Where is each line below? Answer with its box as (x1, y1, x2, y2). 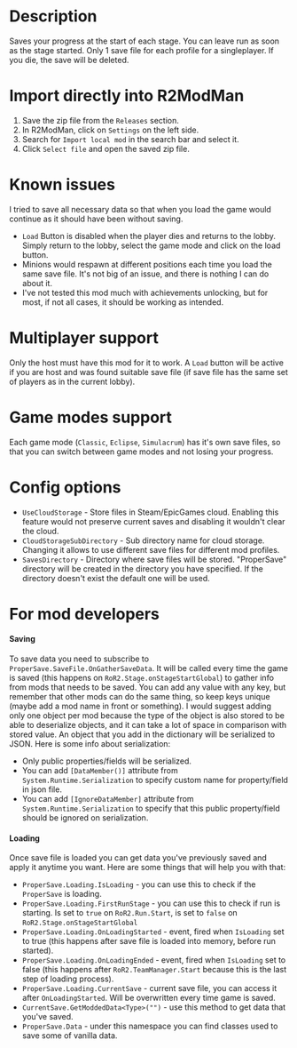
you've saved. (21, 1012, 74, 1022)
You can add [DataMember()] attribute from (21, 765, 179, 776)
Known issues (9, 175, 115, 195)
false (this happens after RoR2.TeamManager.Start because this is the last (21, 964, 287, 975)
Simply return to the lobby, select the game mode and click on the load (21, 240, 281, 251)
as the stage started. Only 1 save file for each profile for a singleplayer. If (9, 44, 274, 55)
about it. (21, 277, 53, 288)
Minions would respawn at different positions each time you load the (21, 259, 272, 269)
